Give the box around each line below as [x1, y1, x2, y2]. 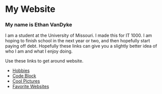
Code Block [12, 73, 36, 79]
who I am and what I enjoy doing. [5, 48, 73, 54]
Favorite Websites [12, 84, 50, 90]
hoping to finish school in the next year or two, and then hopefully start [5, 38, 150, 44]
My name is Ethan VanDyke [5, 21, 73, 28]
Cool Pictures [12, 78, 40, 84]
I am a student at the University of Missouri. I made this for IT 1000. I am [5, 32, 152, 38]
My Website [5, 3, 55, 15]
